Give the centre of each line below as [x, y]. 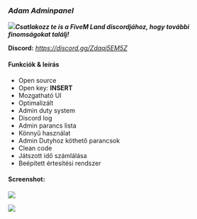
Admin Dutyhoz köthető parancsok [69, 140]
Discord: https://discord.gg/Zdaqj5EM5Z [68, 48]
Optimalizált [36, 103]
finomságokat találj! [39, 35]
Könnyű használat [44, 133]
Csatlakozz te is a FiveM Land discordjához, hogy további [102, 27]
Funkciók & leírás [34, 64]
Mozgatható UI [40, 95]
